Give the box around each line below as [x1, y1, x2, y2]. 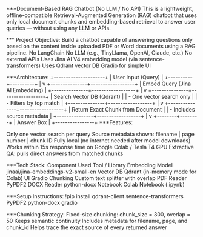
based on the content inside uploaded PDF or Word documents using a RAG [6, 42, 196, 50]
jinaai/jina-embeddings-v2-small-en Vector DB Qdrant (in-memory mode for [6, 168, 197, 175]
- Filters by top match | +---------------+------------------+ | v [6, 99, 164, 107]
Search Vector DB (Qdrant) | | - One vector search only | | [53, 93, 198, 100]
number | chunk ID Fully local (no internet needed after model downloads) [6, 137, 191, 144]
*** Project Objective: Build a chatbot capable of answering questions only [6, 36, 193, 43]
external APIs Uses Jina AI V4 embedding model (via [6, 56, 138, 62]
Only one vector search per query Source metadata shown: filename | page [6, 130, 195, 138]
